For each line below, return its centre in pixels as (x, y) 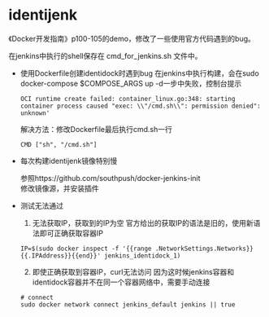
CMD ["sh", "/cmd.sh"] (59, 144)
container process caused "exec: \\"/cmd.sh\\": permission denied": (141, 106)
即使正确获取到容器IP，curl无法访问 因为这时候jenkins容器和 (133, 271)
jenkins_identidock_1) (143, 255)
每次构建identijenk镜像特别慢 (69, 161)
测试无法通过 (41, 205)
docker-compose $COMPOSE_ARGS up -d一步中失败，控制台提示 (131, 83)
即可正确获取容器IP (72, 233)
